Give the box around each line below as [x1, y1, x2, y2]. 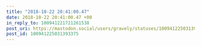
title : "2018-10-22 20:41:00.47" [6, 8, 90, 15]
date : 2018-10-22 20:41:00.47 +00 [6, 14, 93, 20]
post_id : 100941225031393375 [6, 31, 79, 37]
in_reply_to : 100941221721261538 [6, 20, 90, 26]
